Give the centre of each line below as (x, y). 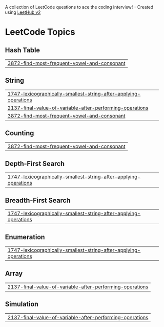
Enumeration (25, 237)
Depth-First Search (35, 164)
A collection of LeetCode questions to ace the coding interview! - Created (79, 7)
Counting (20, 133)
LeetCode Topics (40, 32)
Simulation (22, 304)
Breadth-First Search (38, 200)
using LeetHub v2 (23, 12)
